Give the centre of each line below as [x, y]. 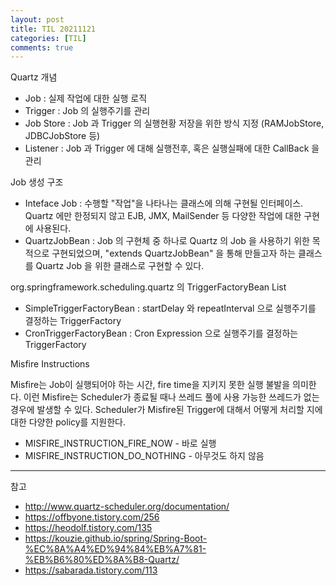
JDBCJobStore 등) [62, 136]
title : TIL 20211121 [53, 29]
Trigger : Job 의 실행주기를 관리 [87, 111]
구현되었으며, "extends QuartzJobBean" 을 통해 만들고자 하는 [174, 253]
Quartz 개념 [34, 77]
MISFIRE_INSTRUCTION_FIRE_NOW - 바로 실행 [120, 443]
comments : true [42, 47]
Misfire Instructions [50, 364]
